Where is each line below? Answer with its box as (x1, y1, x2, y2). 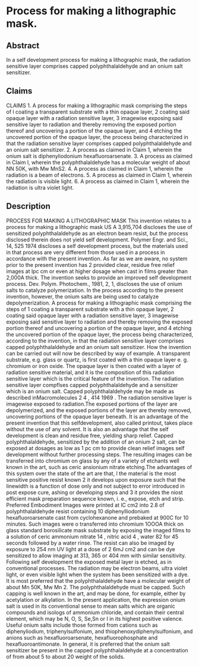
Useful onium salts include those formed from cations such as (6, 621, 159, 629)
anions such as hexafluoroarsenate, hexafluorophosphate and (6, 634, 158, 641)
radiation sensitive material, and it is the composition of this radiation (6, 369, 175, 376)
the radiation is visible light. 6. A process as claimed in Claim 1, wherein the (6, 177, 189, 185)
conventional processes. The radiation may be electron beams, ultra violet (6, 564, 188, 571)
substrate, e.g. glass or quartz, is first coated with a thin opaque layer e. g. (6, 356, 188, 363)
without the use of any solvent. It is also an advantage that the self (6, 425, 169, 432)
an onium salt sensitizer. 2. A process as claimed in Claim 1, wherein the (6, 146, 182, 153)
